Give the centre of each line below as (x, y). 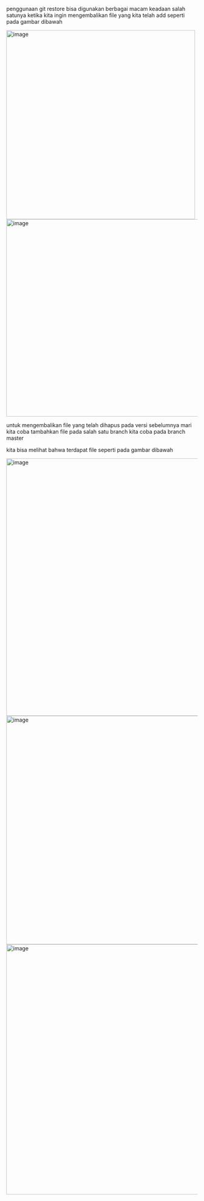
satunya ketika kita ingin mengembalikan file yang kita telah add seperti (96, 15)
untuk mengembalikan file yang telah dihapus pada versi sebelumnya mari (99, 425)
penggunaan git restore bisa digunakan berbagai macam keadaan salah (96, 9)
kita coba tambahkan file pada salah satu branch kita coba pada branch (96, 432)
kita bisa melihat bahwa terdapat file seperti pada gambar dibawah (90, 450)
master (15, 438)
